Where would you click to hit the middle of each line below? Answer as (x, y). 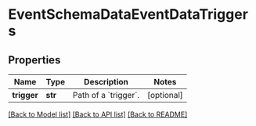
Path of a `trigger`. (106, 95)
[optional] (166, 95)
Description (106, 82)
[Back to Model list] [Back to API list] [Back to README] (98, 114)
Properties (34, 60)
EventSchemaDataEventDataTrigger (128, 14)
